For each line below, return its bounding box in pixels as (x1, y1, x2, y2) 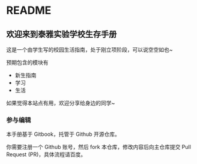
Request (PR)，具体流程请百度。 (6, 151, 86, 158)
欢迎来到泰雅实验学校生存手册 (6, 29, 117, 39)
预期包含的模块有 (6, 59, 49, 66)
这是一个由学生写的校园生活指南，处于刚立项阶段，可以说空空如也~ (6, 46, 173, 53)
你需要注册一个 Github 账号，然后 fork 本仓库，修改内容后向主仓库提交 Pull (6, 144, 191, 151)
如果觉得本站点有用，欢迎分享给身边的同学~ (6, 100, 115, 106)
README (6, 4, 52, 17)
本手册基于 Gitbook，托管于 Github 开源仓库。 (6, 130, 120, 138)
